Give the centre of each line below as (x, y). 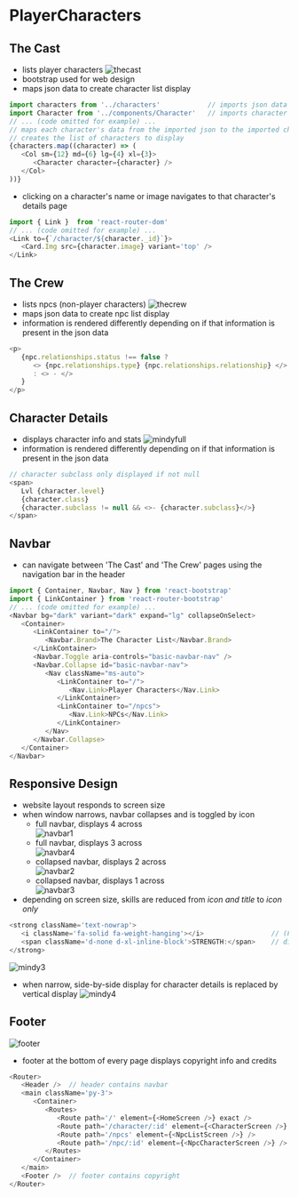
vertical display (50, 993)
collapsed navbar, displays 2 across (101, 862)
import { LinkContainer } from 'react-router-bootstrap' (117, 598)
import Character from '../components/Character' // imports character (149, 113)
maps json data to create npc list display (96, 313)
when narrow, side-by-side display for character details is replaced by (150, 984)
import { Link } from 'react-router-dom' (89, 222)
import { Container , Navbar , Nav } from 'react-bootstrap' (121, 591)
